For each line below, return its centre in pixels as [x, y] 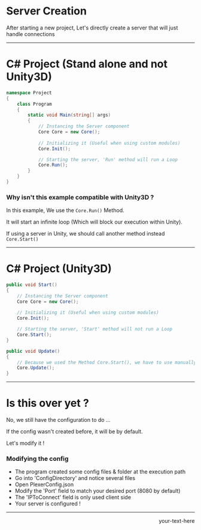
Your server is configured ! [48, 504]
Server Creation [46, 11]
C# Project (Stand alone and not [87, 64]
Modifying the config [37, 459]
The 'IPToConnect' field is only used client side [73, 498]
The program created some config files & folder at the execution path [100, 472]
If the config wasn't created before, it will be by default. [74, 431]
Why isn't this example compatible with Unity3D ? [80, 197]
